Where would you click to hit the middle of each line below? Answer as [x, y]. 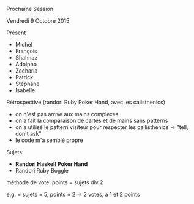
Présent [16, 33]
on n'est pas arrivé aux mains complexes [67, 114]
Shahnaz [26, 57]
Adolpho [26, 64]
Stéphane [27, 84]
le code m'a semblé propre [49, 140]
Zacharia [26, 71]
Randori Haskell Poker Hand [51, 164]
